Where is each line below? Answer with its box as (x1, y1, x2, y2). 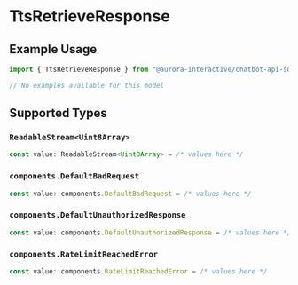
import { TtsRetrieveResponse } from (9, 65, 149, 74)
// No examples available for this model (9, 81, 165, 90)
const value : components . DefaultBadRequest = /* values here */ (9, 189, 252, 198)
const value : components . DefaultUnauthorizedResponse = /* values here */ (9, 228, 292, 237)
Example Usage (9, 42, 98, 57)
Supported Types (9, 106, 108, 121)
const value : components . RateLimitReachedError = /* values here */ (9, 266, 268, 276)
